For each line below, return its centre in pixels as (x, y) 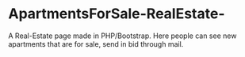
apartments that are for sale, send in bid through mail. (96, 44)
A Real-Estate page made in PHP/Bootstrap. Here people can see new (122, 36)
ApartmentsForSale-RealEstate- (117, 14)
